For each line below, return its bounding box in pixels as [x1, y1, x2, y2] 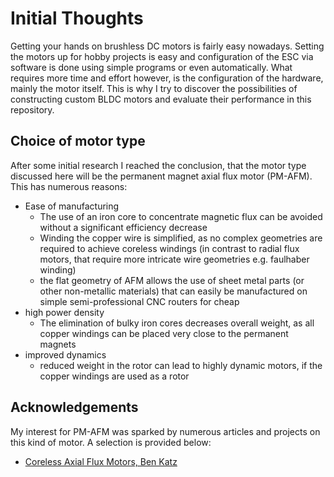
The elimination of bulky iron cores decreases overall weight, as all [39, 317, 315, 329]
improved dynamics [24, 348, 107, 361]
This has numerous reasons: [10, 180, 128, 192]
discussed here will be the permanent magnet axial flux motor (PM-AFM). [10, 170, 313, 182]
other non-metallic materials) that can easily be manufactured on [39, 285, 308, 297]
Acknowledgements [10, 399, 139, 416]
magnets [39, 338, 77, 350]
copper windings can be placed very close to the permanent [39, 327, 289, 339]
